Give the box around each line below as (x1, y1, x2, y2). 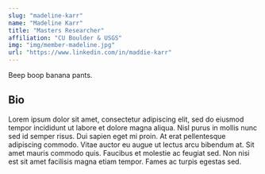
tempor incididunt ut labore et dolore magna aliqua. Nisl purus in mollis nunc (8, 122, 258, 132)
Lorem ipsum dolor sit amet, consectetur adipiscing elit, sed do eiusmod (8, 114, 244, 124)
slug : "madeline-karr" (8, 11, 83, 20)
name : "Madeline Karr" (8, 19, 83, 27)
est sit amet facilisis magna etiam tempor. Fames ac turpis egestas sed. (8, 157, 242, 166)
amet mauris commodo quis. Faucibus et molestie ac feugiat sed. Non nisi (8, 148, 250, 157)
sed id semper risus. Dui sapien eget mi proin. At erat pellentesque (8, 131, 226, 141)
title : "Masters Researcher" (8, 26, 105, 34)
